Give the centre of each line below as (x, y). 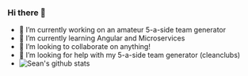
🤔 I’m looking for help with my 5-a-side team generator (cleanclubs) (130, 55)
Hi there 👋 (27, 13)
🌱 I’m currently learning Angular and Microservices (102, 38)
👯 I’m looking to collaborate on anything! (85, 47)
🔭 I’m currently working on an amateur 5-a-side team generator (122, 30)
